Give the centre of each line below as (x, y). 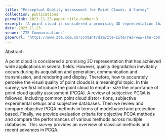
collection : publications (32, 14)
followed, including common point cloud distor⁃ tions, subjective (71, 98)
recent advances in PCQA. (32, 130)
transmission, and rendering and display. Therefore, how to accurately (77, 77)
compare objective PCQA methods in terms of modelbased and (70, 108)
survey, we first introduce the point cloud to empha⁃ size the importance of (82, 87)
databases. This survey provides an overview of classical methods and (77, 124)
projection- (146, 108)
